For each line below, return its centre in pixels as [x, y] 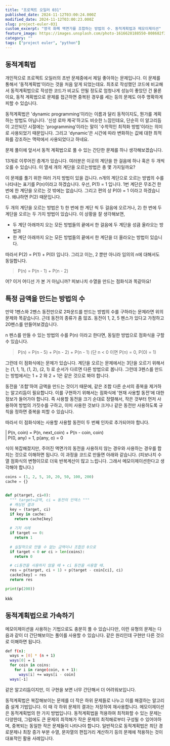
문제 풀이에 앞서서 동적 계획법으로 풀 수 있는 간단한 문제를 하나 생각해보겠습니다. [84, 150]
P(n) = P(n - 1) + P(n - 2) [43, 271]
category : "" [19, 38]
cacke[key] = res [28, 575]
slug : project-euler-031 [31, 24]
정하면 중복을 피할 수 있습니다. [44, 412]
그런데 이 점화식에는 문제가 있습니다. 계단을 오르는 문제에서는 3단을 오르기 [78, 363]
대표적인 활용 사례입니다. [30, 738]
